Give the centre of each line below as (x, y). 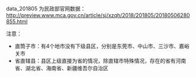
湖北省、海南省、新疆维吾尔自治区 (67, 68)
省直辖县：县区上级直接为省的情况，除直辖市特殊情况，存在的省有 (95, 61)
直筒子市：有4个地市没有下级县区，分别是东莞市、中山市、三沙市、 (97, 46)
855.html (17, 21)
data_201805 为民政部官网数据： (46, 9)
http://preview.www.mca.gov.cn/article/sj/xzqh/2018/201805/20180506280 (98, 15)
